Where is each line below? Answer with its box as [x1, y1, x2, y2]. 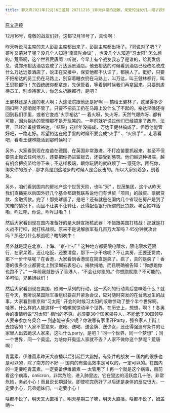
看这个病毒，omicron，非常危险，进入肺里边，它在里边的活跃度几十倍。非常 [5, 372, 164, 378]
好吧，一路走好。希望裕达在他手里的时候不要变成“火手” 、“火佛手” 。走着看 [5, 130, 162, 136]
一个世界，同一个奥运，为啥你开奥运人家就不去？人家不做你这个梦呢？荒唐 [5, 336, 160, 342]
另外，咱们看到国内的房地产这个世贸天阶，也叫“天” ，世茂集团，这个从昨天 [5, 183, 161, 190]
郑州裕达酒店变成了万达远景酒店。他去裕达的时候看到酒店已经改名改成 [18, 62, 165, 68]
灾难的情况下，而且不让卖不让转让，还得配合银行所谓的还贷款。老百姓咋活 [5, 202, 160, 208]
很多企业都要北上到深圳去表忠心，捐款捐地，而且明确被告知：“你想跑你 [14, 262, 163, 268]
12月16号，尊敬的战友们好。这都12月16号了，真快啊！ [5, 32, 117, 39]
